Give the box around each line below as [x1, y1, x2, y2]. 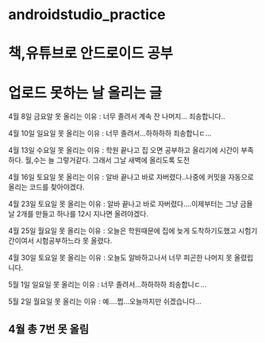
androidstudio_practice [8, 6, 166, 24]
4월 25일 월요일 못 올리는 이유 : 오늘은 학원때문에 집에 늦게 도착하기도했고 [8, 226, 236, 236]
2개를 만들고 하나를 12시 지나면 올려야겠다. [16, 209, 149, 219]
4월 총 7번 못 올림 [8, 322, 90, 336]
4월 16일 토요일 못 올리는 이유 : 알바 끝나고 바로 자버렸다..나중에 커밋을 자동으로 [8, 173, 254, 182]
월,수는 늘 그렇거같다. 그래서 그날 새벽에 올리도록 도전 [25, 155, 190, 165]
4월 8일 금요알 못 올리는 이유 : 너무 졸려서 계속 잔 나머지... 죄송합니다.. [8, 111, 225, 121]
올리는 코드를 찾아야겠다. [8, 182, 85, 192]
